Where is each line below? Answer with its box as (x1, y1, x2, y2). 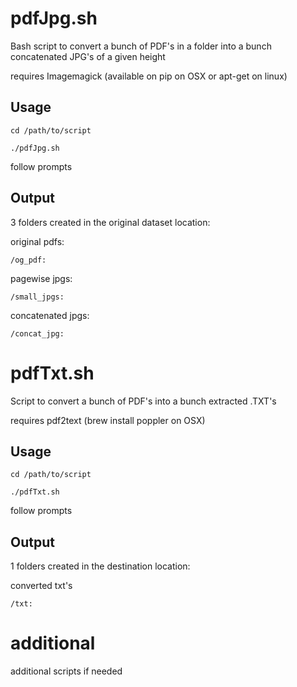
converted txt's (10, 580, 73, 592)
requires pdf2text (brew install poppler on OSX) (10, 414, 206, 426)
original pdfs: (10, 235, 65, 247)
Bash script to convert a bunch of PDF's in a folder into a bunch (10, 40, 272, 52)
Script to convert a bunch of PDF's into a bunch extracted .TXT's (10, 395, 277, 407)
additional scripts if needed (10, 665, 123, 677)
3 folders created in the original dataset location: (10, 216, 211, 228)
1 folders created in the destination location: (10, 560, 191, 572)
